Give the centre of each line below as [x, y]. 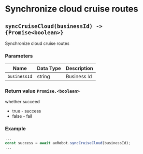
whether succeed [22, 101]
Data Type [49, 69]
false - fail [22, 116]
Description [79, 69]
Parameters [19, 56]
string [43, 77]
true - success [27, 111]
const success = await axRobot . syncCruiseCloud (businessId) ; [68, 143]
